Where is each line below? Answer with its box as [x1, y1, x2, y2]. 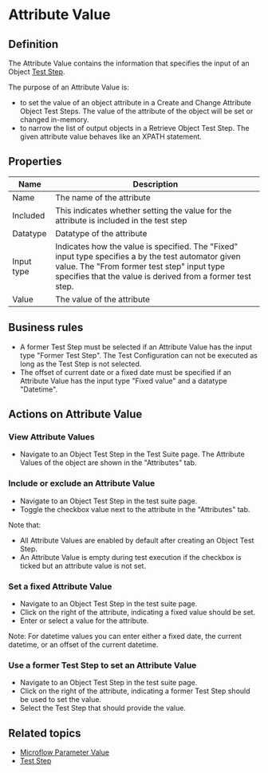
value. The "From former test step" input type [55, 261, 226, 272]
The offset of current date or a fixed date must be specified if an [19, 367, 231, 377]
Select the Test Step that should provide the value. [19, 704, 186, 713]
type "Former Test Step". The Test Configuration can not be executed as [19, 350, 258, 360]
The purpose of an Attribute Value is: [8, 82, 129, 92]
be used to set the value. [19, 695, 102, 704]
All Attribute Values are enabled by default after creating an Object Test [19, 535, 254, 545]
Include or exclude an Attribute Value [8, 478, 156, 489]
